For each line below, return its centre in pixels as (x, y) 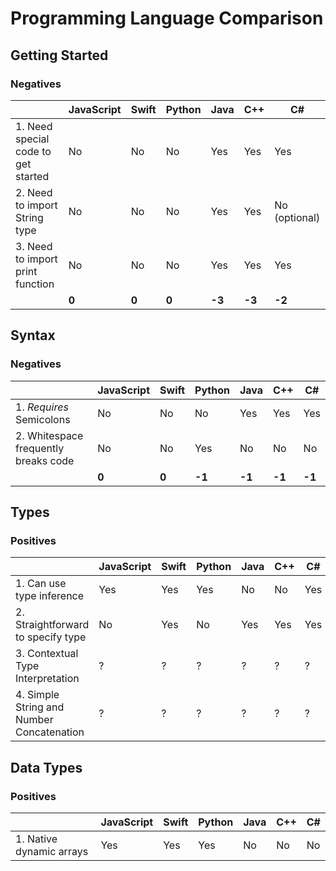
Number (34, 720)
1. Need (34, 126)
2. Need (34, 192)
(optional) (297, 217)
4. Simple (37, 695)
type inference (50, 596)
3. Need (34, 246)
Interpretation (47, 679)
